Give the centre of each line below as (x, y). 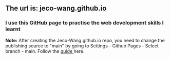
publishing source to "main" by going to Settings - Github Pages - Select (82, 46)
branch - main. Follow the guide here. (45, 51)
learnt (13, 29)
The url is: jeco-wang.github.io (56, 8)
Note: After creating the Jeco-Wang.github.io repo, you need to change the (85, 40)
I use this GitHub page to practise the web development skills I (84, 23)
